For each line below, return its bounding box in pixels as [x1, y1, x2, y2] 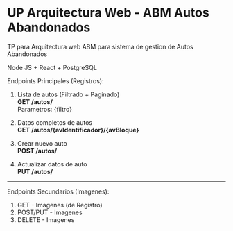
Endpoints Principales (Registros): [7, 76, 104, 85]
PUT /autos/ [17, 167, 53, 176]
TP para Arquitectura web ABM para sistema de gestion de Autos [7, 42, 194, 51]
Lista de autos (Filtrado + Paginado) [17, 90, 120, 99]
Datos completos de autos [17, 118, 92, 126]
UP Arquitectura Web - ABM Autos [7, 5, 209, 21]
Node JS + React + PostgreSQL [7, 63, 97, 71]
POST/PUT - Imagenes [17, 208, 83, 216]
